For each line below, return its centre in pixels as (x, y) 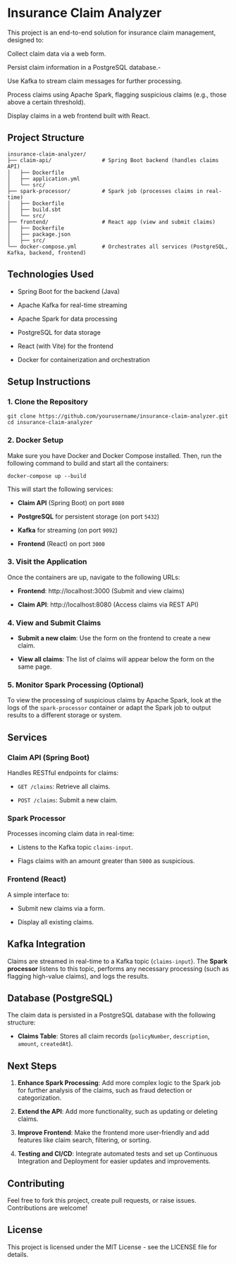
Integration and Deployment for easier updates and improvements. (114, 1161)
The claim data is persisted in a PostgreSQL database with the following (112, 1015)
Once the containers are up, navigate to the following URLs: (94, 577)
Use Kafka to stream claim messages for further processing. (95, 81)
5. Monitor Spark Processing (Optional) (76, 685)
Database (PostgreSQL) (60, 998)
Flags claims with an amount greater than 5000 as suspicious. (106, 861)
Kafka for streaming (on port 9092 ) (68, 530)
